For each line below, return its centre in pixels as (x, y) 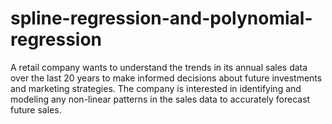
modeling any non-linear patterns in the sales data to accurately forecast (160, 99)
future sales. (36, 109)
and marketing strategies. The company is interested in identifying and (156, 88)
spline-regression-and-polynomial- (161, 18)
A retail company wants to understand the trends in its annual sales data (159, 67)
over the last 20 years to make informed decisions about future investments (166, 78)
